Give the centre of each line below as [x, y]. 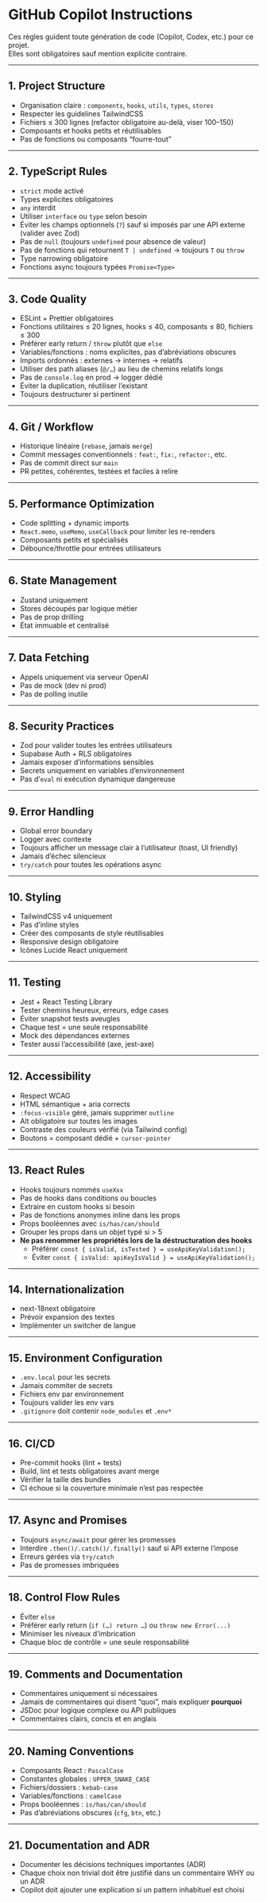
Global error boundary [56, 831]
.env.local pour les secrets [65, 1377]
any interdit [38, 208]
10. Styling [35, 897]
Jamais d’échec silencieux [63, 856]
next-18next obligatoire [58, 1309]
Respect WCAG [45, 1095]
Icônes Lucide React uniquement [74, 950]
